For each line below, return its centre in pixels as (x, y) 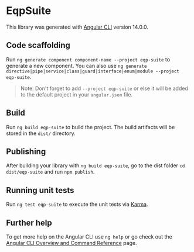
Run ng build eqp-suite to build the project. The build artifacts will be (91, 127)
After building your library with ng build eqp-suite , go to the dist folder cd (96, 165)
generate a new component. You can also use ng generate (76, 65)
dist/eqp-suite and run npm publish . (50, 172)
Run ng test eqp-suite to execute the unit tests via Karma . (77, 204)
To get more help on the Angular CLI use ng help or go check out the (89, 237)
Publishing (26, 151)
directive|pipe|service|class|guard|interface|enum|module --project (93, 71)
